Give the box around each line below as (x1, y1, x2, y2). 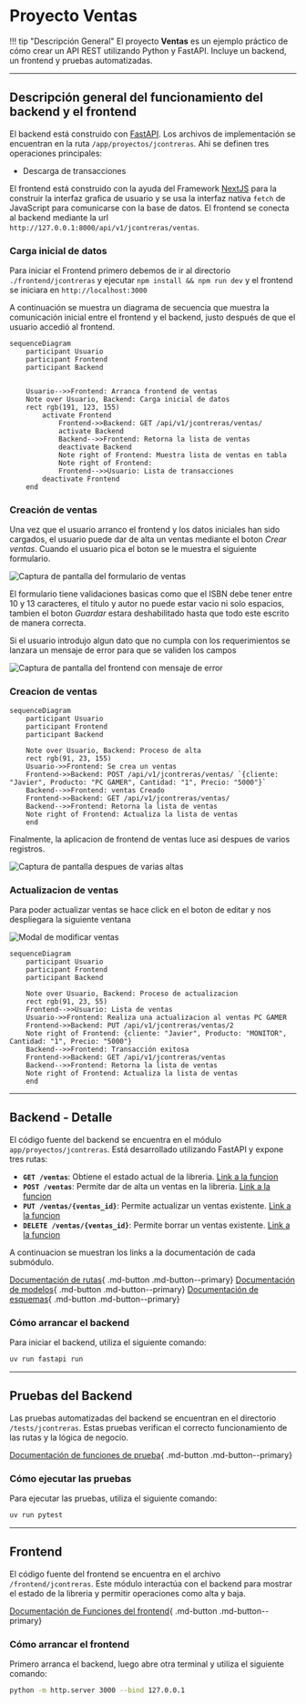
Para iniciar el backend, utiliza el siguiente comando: (9, 1337, 207, 1348)
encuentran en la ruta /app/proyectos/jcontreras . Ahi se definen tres (9, 138, 270, 148)
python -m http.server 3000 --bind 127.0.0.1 (9, 1686, 185, 1695)
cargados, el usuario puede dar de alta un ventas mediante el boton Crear (9, 534, 287, 545)
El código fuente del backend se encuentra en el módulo (9, 1134, 221, 1145)
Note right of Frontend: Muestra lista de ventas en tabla (57, 451, 287, 460)
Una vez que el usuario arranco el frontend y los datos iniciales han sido (9, 525, 280, 536)
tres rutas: (9, 1153, 48, 1164)
